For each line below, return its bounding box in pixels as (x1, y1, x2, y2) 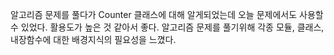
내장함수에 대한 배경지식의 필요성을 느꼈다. (10, 34, 177, 45)
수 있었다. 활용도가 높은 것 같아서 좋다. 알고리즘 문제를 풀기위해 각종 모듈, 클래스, (10, 21, 325, 33)
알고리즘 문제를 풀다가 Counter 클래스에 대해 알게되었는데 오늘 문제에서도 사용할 (10, 9, 324, 20)
